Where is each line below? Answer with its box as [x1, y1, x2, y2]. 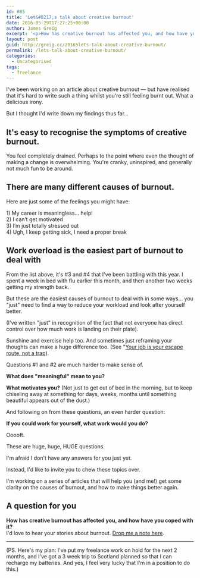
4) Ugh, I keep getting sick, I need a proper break [6, 228, 127, 235]
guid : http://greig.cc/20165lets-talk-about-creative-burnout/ [6, 42, 167, 48]
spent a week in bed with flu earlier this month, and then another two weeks [6, 277, 192, 284]
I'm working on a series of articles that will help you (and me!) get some [6, 477, 182, 485]
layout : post [6, 36, 39, 42]
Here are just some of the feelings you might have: [6, 197, 130, 205]
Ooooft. [6, 431, 25, 438]
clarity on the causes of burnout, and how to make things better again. [6, 483, 179, 491]
